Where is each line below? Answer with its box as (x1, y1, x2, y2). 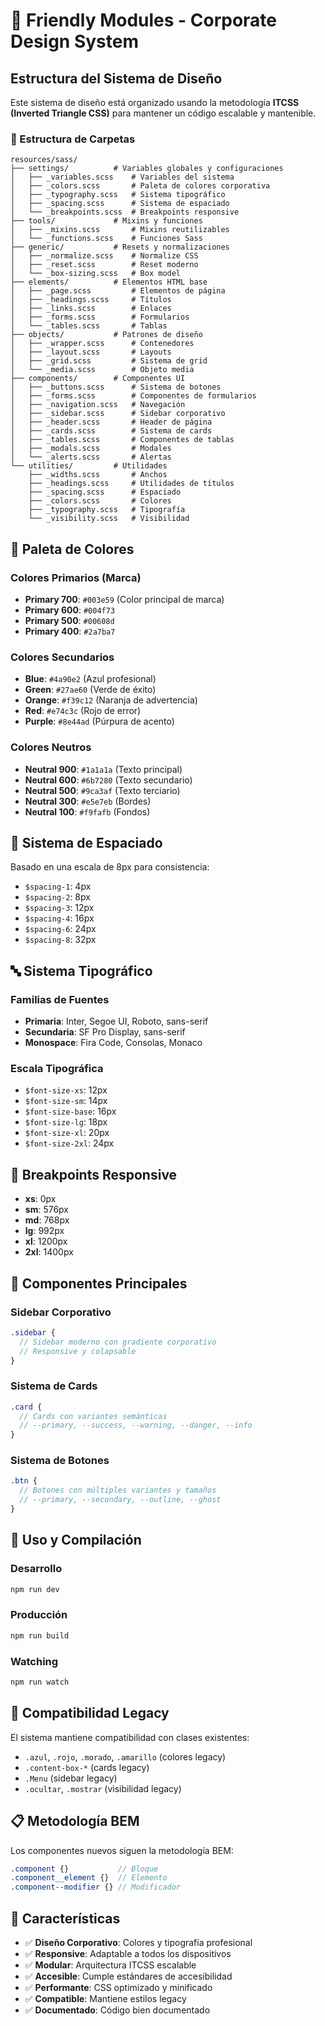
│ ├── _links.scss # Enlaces (10, 304, 172, 314)
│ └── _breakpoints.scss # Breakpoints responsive (10, 207, 240, 218)
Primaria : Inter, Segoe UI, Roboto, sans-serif (24, 1015, 209, 1028)
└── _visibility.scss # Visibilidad (28, 514, 190, 524)
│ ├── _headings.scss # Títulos (10, 295, 172, 305)
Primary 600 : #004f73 (24, 604, 116, 616)
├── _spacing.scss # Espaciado (28, 487, 182, 498)
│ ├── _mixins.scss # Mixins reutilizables (10, 225, 230, 235)
